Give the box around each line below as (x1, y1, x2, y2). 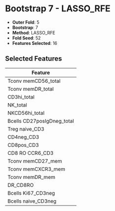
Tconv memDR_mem (7, 174, 56, 180)
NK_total (7, 102, 27, 108)
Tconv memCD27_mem (7, 157, 62, 164)
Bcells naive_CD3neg (7, 198, 57, 205)
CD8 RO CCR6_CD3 (7, 149, 54, 156)
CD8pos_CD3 (7, 141, 39, 148)
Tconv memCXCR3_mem (7, 166, 65, 173)
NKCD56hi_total (7, 109, 45, 116)
